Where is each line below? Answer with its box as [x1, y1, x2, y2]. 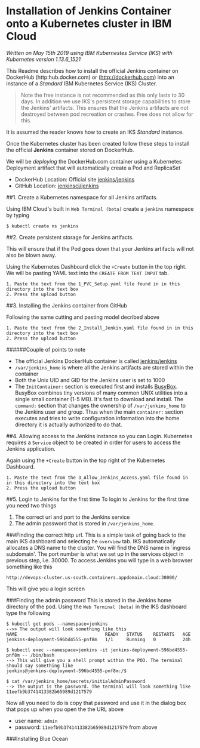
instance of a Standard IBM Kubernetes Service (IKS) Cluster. [6, 79, 158, 87]
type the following [6, 609, 51, 616]
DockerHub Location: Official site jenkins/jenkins [14, 176, 135, 183]
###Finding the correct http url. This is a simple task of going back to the [6, 531, 186, 538]
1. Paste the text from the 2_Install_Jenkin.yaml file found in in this [6, 325, 194, 331]
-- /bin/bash [21, 652, 55, 658]
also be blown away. [6, 251, 57, 258]
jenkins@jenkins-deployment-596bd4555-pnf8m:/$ [6, 667, 127, 674]
